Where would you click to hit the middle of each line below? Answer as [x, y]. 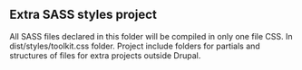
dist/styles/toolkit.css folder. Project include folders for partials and [135, 46]
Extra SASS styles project [83, 15]
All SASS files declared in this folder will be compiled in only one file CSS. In [151, 36]
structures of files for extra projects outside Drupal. [105, 55]
